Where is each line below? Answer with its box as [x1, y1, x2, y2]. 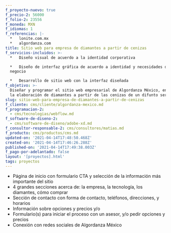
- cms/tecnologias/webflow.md [10, 111, 74, 116]
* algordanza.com [10, 41, 51, 46]
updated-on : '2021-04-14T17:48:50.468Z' [5, 135, 93, 141]
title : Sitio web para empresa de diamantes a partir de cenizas [5, 45, 147, 51]
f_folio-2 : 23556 [5, 17, 42, 22]
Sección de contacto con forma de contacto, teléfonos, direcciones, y [12, 195, 159, 201]
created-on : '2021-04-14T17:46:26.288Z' [5, 140, 93, 145]
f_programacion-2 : [5, 107, 44, 112]
